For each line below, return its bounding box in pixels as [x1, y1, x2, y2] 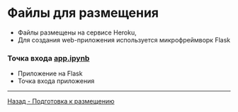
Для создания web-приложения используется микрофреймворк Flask [17, 35, 231, 44]
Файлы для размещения [7, 5, 159, 21]
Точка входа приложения [17, 77, 95, 85]
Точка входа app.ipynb [7, 53, 90, 63]
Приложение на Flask [17, 69, 83, 78]
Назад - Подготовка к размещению [7, 97, 115, 106]
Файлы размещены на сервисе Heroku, [17, 28, 137, 37]
